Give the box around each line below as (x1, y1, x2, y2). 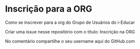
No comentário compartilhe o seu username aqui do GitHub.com (5, 38, 135, 44)
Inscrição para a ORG (5, 3, 93, 15)
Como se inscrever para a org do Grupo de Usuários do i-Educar (5, 19, 135, 25)
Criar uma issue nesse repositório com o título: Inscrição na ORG (5, 29, 135, 34)
